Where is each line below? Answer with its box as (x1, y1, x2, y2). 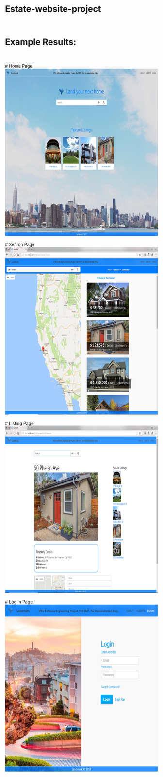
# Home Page (5, 63, 33, 69)
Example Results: (5, 37, 77, 48)
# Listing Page (5, 420, 34, 426)
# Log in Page (5, 599, 33, 605)
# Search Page (5, 241, 35, 247)
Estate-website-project (5, 3, 101, 15)
